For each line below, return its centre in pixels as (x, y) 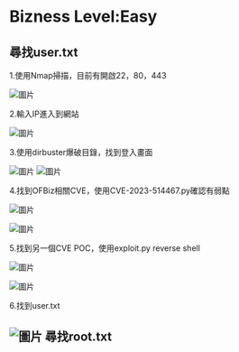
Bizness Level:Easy (83, 17)
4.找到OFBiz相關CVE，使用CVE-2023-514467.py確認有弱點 (119, 190)
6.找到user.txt (35, 306)
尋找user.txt (44, 52)
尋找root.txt (78, 337)
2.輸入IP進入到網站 (44, 114)
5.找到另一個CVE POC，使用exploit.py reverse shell (105, 248)
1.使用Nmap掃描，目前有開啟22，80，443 (88, 75)
